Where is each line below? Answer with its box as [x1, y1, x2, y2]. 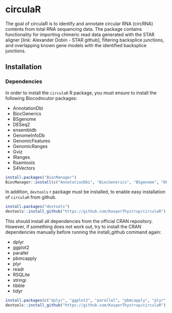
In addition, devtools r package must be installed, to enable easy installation [5, 189, 165, 195]
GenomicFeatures [12, 137, 51, 144]
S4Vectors [12, 165, 35, 171]
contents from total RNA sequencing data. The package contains [5, 26, 142, 32]
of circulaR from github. [5, 194, 57, 200]
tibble [12, 283, 25, 289]
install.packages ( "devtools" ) [5, 204, 70, 210]
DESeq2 [12, 121, 30, 128]
